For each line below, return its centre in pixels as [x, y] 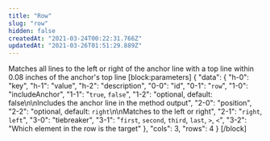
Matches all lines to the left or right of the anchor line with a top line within [131, 68]
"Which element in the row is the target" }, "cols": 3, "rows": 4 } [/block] [128, 129]
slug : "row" [28, 23]
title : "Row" [30, 16]
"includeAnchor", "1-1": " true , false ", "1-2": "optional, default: [110, 94]
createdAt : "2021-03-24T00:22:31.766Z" [75, 38]
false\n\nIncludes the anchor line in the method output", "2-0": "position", [130, 103]
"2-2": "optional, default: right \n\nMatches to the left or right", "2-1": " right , [135, 112]
